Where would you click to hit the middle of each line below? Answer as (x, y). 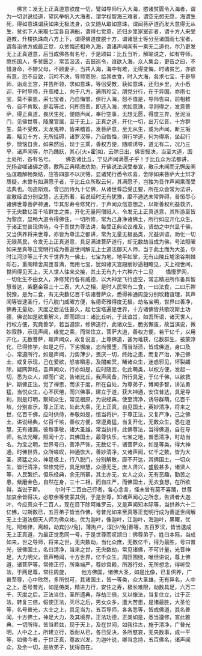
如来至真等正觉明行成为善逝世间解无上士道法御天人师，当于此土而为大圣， (98, 249)
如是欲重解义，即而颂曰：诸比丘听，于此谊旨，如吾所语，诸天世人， (111, 317)
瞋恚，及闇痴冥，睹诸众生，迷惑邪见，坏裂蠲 (135, 362)
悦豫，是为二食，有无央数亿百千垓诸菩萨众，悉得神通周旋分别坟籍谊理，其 (98, 294)
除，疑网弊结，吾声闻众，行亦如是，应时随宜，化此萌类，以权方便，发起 (96, 369)
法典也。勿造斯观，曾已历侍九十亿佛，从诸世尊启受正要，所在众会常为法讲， (101, 189)
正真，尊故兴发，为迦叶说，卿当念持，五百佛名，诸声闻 (122, 639)
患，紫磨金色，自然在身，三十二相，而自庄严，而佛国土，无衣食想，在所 (96, 482)
